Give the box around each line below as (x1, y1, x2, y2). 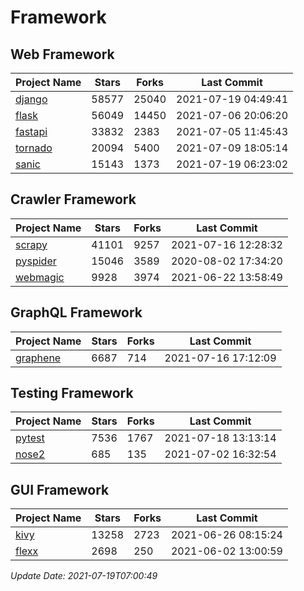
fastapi (15, 125, 48, 138)
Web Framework (10, 46, 115, 63)
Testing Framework (10, 385, 134, 402)
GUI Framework (10, 481, 110, 498)
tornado (15, 141, 53, 155)
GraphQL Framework (10, 304, 143, 321)
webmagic (15, 270, 65, 284)
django (15, 92, 48, 106)
